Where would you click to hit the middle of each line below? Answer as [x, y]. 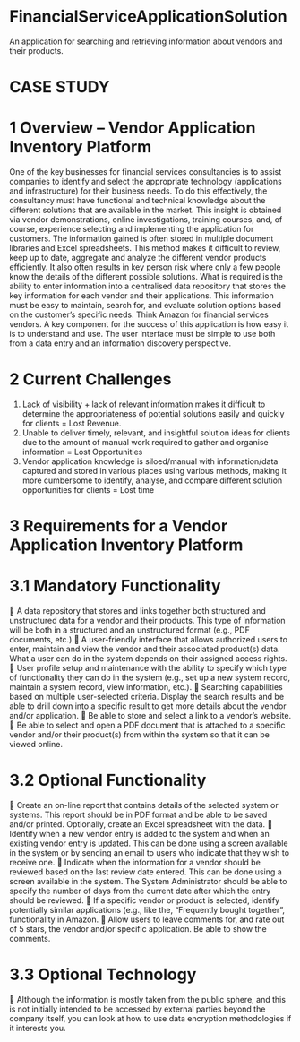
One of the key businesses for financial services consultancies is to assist [146, 172]
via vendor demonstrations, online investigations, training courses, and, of [146, 220]
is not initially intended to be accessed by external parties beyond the [137, 1009]
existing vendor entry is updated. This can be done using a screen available [149, 843]
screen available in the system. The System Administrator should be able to [148, 882]
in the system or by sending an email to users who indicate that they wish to [149, 853]
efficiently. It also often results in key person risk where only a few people [145, 267]
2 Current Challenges [90, 379]
